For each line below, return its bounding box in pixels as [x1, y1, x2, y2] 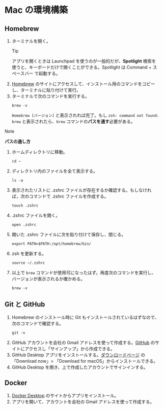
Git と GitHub [4, 300, 45, 308]
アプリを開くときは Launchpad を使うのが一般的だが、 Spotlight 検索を [11, 58, 157, 64]
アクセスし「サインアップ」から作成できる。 [25, 345, 115, 351]
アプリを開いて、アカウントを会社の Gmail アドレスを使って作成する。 [11, 399, 155, 405]
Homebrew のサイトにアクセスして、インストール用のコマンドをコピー [11, 81, 155, 87]
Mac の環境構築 [4, 4, 68, 16]
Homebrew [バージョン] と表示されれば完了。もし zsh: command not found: [11, 112, 159, 118]
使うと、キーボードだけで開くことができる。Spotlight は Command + [11, 65, 152, 70]
